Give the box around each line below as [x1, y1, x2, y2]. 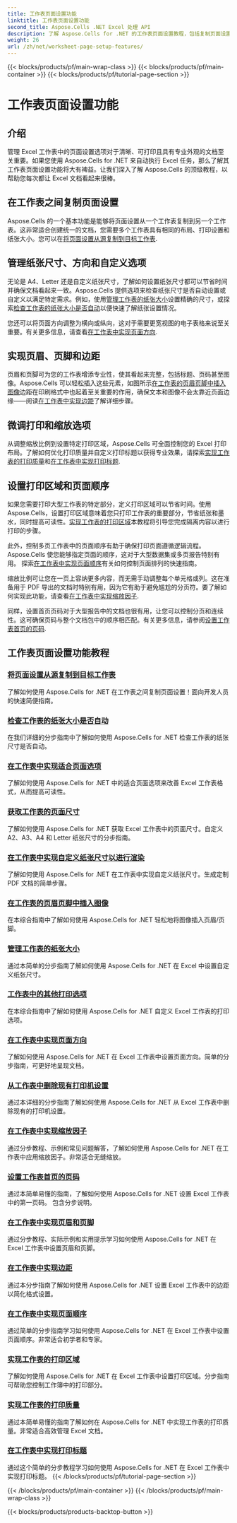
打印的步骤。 [7, 527, 44, 535]
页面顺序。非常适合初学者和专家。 [7, 1335, 107, 1343]
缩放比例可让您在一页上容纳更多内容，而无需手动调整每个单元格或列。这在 [7, 574, 224, 583]
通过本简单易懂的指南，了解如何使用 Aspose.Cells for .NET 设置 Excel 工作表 [7, 1189, 229, 1198]
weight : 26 [7, 37, 39, 44]
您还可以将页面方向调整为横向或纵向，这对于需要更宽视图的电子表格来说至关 [7, 319, 230, 327]
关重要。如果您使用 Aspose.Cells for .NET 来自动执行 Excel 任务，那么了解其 [7, 156, 229, 165]
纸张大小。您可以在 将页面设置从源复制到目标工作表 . [7, 234, 158, 242]
